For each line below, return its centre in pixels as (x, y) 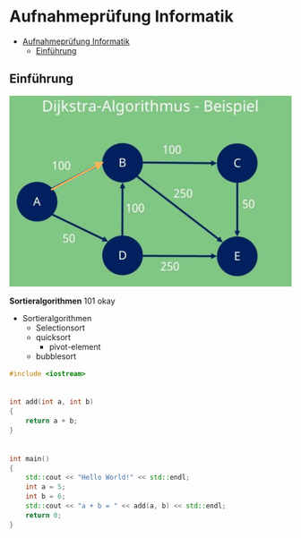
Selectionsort (60, 328)
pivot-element (75, 346)
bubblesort (56, 356)
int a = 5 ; (46, 487)
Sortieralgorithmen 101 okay (62, 301)
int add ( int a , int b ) (52, 402)
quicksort (53, 337)
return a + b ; (52, 421)
